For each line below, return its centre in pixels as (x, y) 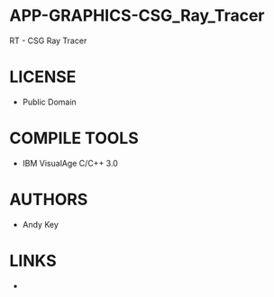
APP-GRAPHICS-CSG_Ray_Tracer (137, 16)
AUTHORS (49, 200)
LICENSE (43, 77)
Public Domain (49, 102)
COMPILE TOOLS (74, 138)
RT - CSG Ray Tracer (48, 40)
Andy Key (40, 224)
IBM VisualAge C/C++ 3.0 (70, 163)
